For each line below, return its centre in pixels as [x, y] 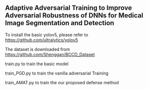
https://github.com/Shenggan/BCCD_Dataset [50, 54]
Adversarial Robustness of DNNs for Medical [74, 16]
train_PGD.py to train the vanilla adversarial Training [57, 73]
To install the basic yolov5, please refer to [47, 35]
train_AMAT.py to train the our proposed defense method [62, 82]
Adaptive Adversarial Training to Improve [68, 8]
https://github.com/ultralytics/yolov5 [42, 40]
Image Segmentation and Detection [60, 23]
